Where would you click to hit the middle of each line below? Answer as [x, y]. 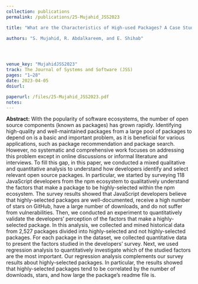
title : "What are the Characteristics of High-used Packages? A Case [93, 28]
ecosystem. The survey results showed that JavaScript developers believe [96, 194]
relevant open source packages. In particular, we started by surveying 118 [95, 175]
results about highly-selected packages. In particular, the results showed [94, 263]
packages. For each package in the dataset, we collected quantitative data [97, 238]
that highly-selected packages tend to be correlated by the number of [91, 269]
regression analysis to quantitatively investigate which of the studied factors [98, 250]
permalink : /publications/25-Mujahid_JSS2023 [63, 17]
